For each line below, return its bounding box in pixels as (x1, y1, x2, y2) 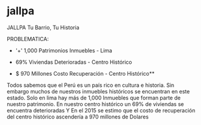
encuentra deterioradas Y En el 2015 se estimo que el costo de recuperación (7, 107, 196, 114)
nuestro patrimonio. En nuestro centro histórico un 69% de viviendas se (7, 100, 184, 108)
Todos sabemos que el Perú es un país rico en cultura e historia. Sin (7, 82, 175, 89)
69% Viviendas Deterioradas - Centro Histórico (15, 58, 132, 65)
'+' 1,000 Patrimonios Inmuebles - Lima (15, 46, 112, 54)
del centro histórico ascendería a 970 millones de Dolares (7, 113, 149, 120)
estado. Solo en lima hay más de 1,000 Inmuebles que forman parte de (7, 94, 181, 101)
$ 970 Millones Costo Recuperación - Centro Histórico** (15, 70, 155, 77)
